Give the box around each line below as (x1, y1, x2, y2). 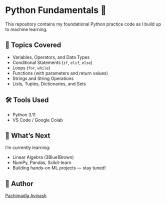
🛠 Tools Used (5, 96, 49, 104)
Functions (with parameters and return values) (12, 70, 108, 76)
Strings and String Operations (12, 75, 74, 81)
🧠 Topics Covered (5, 41, 61, 49)
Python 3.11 (12, 111, 36, 117)
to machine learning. (5, 26, 47, 32)
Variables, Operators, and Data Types (12, 54, 90, 60)
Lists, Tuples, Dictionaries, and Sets (12, 80, 86, 86)
